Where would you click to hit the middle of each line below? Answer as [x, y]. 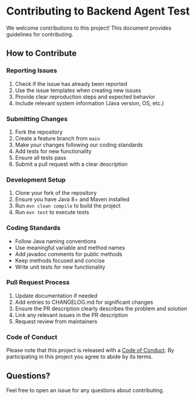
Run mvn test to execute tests [52, 212]
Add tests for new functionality [53, 151]
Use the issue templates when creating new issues [78, 90]
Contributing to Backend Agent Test [98, 11]
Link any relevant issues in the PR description [71, 315]
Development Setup [36, 180]
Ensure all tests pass [40, 157]
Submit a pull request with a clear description [71, 164]
